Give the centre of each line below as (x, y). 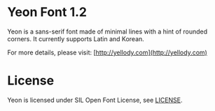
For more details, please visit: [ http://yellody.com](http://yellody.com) (107, 52)
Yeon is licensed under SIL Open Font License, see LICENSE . (95, 100)
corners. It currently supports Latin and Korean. (76, 38)
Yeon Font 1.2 (47, 12)
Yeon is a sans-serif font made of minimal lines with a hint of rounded (107, 31)
